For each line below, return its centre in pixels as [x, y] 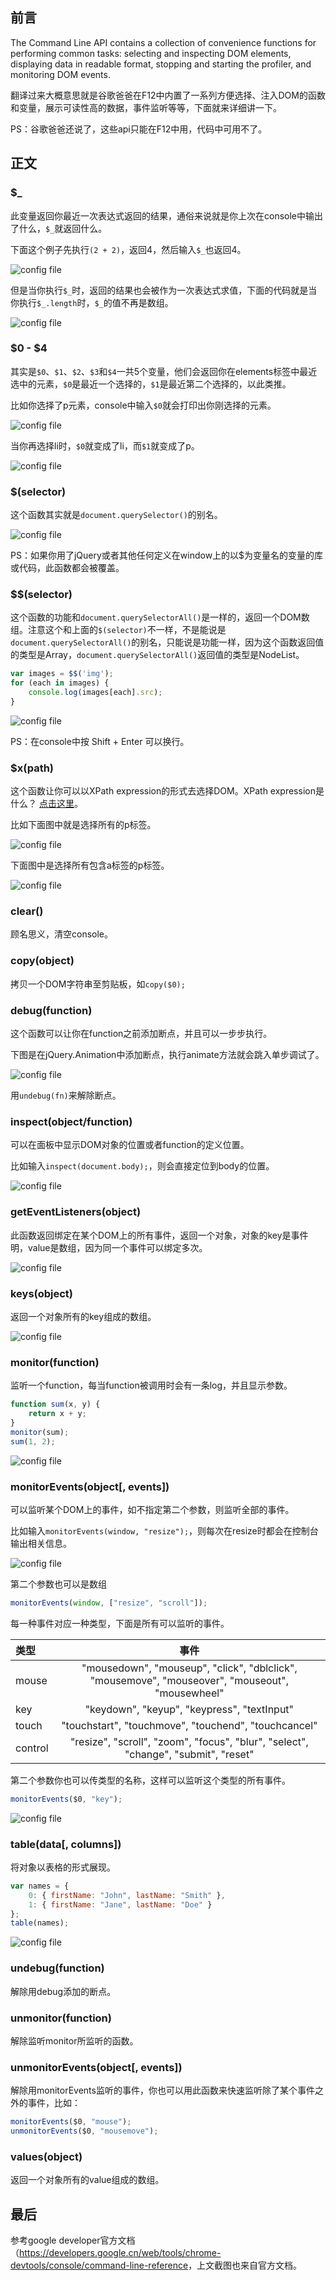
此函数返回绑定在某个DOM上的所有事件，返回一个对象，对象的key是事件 [159, 1235]
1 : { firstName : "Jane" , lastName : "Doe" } [120, 1904]
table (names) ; [40, 1923]
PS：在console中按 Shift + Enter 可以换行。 [100, 741]
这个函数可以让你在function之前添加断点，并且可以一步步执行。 [141, 1034]
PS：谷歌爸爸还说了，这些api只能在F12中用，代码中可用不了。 [139, 129]
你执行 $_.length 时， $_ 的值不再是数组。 [92, 302]
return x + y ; [57, 1414]
